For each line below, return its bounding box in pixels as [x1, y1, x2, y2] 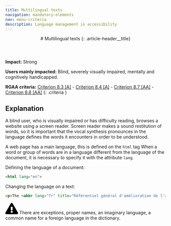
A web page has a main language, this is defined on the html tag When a [5, 144, 157, 150]
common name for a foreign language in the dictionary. [5, 215, 121, 221]
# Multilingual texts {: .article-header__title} [40, 36, 131, 42]
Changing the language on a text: [5, 183, 75, 189]
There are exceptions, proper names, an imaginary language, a [19, 209, 151, 215]
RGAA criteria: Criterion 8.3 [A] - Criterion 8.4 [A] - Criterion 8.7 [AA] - [5, 84, 154, 90]
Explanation [5, 104, 44, 112]
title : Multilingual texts [5, 7, 63, 13]
